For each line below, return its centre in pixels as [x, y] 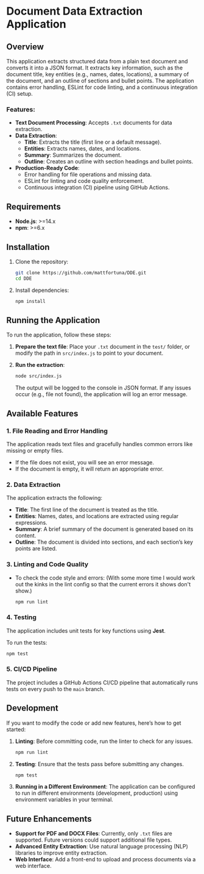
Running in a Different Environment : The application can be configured [105, 787]
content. [26, 536]
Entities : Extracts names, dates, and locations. [83, 149]
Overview [25, 47]
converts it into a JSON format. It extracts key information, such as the [95, 68]
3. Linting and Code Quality [47, 564]
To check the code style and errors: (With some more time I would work [105, 578]
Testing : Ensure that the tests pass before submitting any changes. [100, 764]
